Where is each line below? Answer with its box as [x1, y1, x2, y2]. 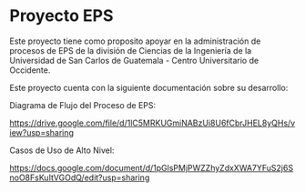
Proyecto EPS [9, 5, 114, 26]
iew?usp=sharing [9, 126, 75, 137]
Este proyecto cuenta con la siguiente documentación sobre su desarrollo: [9, 82, 289, 93]
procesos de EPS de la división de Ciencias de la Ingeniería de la [9, 45, 252, 56]
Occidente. [9, 65, 51, 76]
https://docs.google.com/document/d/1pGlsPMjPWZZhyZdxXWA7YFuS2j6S [9, 162, 294, 173]
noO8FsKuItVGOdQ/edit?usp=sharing [9, 172, 150, 183]
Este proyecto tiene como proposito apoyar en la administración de [9, 35, 261, 46]
